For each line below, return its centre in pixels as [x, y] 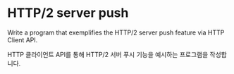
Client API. [23, 39]
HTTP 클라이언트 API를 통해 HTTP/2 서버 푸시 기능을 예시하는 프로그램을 [108, 54]
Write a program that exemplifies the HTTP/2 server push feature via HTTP [116, 32]
